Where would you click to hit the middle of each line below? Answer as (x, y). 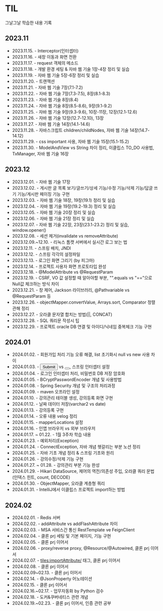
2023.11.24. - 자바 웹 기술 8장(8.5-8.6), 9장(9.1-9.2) (62, 106)
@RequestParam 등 (31, 296)
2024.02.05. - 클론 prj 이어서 (40, 542)
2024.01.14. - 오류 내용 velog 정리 (45, 416)
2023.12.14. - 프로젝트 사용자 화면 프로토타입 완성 (59, 266)
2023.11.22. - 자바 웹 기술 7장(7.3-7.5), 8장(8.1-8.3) (61, 93)
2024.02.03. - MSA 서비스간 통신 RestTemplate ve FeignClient (73, 530)
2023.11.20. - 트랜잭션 (33, 81)
